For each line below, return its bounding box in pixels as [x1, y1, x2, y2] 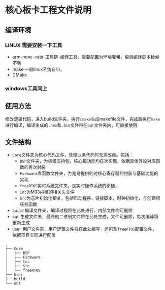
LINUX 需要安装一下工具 [5, 41, 63, 48]
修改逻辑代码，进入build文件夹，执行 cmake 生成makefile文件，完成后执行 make [5, 116, 160, 122]
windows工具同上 [5, 85, 48, 92]
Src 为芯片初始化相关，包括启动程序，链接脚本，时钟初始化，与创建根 [19, 195, 161, 201]
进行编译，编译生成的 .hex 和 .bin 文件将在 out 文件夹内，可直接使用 [5, 122, 137, 128]
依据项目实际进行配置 [12, 232, 56, 238]
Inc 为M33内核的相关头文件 [19, 189, 75, 195]
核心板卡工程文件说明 [5, 4, 92, 16]
